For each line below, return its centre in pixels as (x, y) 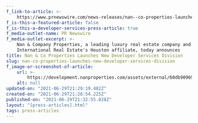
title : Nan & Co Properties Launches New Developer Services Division (95, 56)
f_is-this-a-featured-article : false (52, 22)
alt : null (29, 83)
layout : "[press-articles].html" (47, 105)
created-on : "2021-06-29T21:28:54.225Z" (57, 94)
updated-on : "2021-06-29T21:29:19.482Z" (57, 89)
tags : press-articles (33, 111)
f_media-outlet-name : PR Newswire (49, 34)
